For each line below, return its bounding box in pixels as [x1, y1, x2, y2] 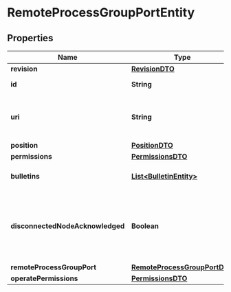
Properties [7, 32, 54, 44]
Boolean [131, 221, 159, 231]
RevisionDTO [131, 64, 175, 74]
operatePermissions [10, 273, 78, 283]
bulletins [10, 172, 40, 181]
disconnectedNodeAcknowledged [10, 221, 125, 231]
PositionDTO [131, 141, 173, 150]
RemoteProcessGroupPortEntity [7, 5, 195, 21]
